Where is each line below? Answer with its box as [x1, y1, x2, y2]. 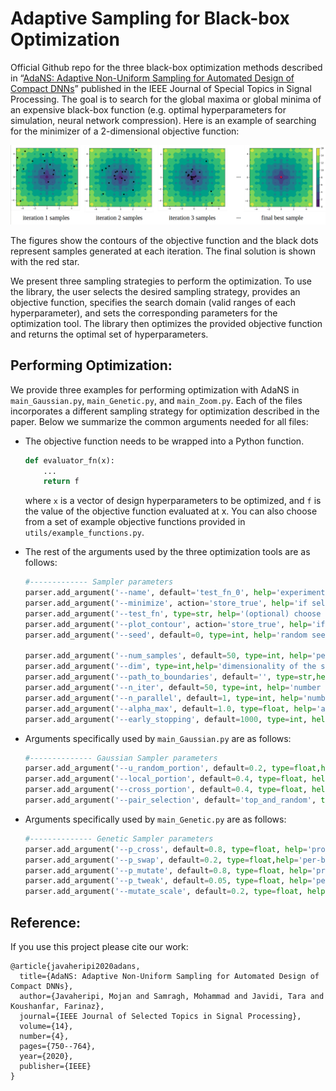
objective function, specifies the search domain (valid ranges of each [10, 296, 297, 308]
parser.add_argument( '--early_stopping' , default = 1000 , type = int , [24, 714, 308, 724]
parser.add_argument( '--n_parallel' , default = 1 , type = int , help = [24, 693, 303, 703]
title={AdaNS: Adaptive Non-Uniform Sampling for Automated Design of [19, 972, 320, 982]
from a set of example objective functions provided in [24, 516, 246, 528]
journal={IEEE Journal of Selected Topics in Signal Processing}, [19, 1012, 302, 1022]
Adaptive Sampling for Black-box [10, 7, 290, 30]
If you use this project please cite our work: [10, 941, 189, 953]
